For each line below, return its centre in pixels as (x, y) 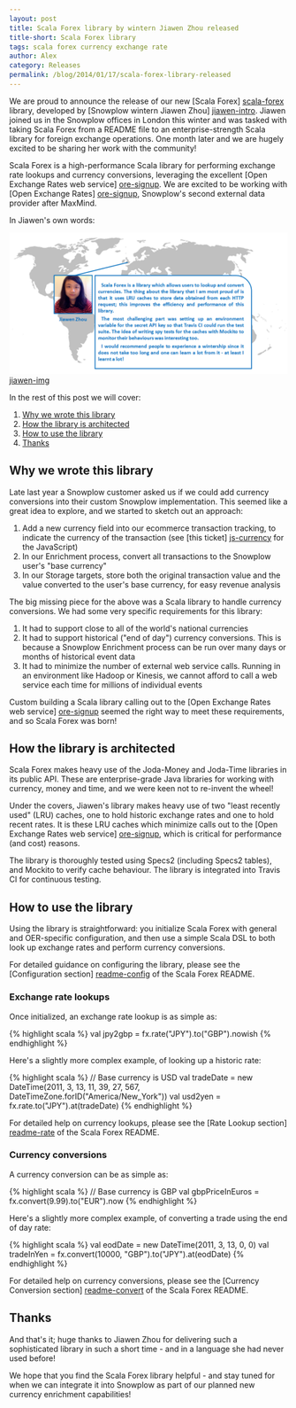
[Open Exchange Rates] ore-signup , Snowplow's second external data (137, 193)
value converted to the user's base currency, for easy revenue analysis (151, 584)
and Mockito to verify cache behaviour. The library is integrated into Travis (145, 870)
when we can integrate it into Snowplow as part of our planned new (132, 1385)
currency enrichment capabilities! (70, 1394)
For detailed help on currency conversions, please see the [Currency (134, 1280)
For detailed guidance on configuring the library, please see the (125, 965)
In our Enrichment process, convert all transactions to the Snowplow (146, 556)
